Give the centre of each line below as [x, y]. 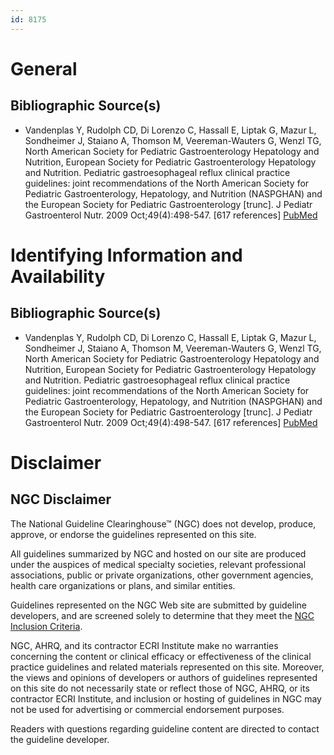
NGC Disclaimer [61, 499]
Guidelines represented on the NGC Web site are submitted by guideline [158, 605]
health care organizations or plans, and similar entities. [123, 585]
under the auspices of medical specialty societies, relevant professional [158, 564]
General [44, 68]
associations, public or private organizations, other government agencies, [162, 575]
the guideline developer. [60, 739]
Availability [58, 276]
